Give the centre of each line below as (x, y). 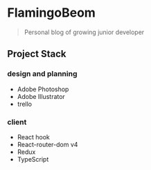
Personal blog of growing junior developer (84, 32)
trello (25, 104)
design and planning (42, 74)
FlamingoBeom (51, 13)
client (17, 122)
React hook (34, 137)
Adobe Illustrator (41, 96)
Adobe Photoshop (43, 89)
